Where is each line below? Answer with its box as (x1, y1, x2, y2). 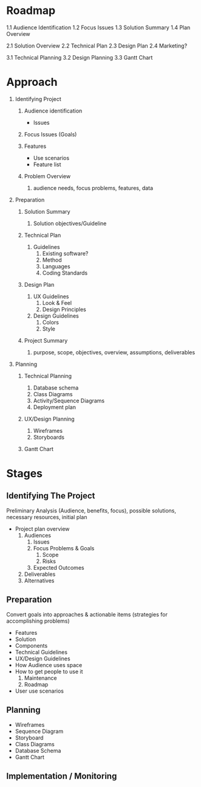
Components (15, 642, 48, 649)
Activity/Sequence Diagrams (33, 397, 105, 404)
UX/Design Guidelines (15, 655, 71, 662)
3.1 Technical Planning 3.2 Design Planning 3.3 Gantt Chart (6, 54, 153, 61)
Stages (6, 467, 43, 481)
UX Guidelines (33, 293, 69, 300)
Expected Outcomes (33, 564, 84, 571)
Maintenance (24, 674, 57, 682)
